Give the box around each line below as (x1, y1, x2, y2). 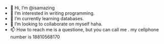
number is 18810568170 (10, 34, 60, 40)
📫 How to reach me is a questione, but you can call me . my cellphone (10, 27, 159, 32)
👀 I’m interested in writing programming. (10, 10, 95, 16)
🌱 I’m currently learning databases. (10, 16, 84, 21)
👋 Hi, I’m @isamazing (10, 5, 55, 11)
